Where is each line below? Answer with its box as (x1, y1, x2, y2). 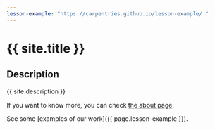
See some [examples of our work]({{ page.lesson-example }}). (6, 114, 188, 123)
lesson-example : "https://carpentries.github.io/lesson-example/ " (6, 10, 209, 18)
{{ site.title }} (6, 40, 85, 56)
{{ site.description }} (6, 87, 66, 96)
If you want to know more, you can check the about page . (6, 100, 174, 109)
